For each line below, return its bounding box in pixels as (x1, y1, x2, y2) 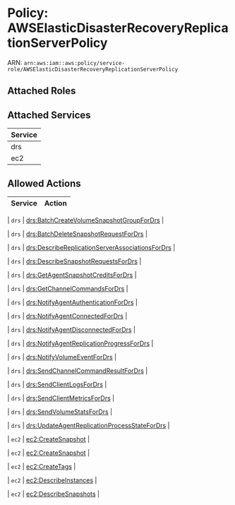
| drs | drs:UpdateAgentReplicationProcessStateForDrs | (7, 421, 171, 429)
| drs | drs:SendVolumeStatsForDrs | (7, 408, 113, 416)
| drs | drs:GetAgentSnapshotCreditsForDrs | (7, 271, 137, 279)
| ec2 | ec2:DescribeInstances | (7, 475, 97, 485)
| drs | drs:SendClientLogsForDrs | (7, 380, 107, 388)
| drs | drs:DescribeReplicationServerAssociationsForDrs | (7, 243, 176, 251)
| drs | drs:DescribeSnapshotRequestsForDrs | (7, 256, 142, 266)
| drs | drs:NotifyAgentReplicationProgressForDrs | (7, 339, 154, 347)
